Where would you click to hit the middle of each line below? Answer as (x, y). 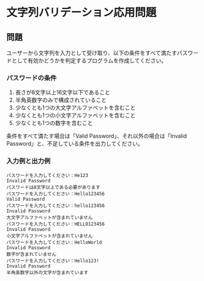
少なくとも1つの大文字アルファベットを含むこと (75, 108)
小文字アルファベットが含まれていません (50, 236)
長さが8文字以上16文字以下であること (62, 92)
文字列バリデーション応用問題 (81, 13)
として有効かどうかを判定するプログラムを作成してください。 (89, 61)
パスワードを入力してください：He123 (47, 175)
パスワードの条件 (32, 78)
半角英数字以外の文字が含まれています (47, 272)
